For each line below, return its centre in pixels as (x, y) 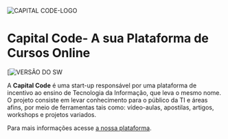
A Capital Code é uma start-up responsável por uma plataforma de (102, 85)
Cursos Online (49, 53)
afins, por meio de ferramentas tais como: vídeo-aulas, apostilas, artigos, (111, 107)
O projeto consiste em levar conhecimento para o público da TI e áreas (107, 100)
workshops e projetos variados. (52, 114)
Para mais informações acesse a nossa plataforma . (80, 128)
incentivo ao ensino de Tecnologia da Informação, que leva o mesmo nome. (114, 92)
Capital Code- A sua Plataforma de (108, 39)
